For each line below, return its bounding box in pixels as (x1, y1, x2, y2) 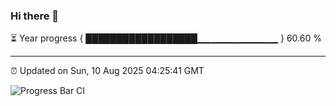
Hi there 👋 (10, 9, 60, 23)
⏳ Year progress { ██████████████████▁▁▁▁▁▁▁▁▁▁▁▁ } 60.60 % (10, 32, 322, 44)
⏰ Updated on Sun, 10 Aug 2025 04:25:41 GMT (10, 65, 205, 77)
